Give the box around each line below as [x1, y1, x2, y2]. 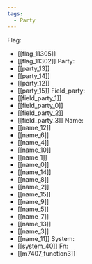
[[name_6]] [17, 130, 49, 139]
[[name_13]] [17, 219, 51, 228]
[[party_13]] [17, 64, 50, 72]
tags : [7, 10, 23, 17]
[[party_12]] [17, 79, 50, 87]
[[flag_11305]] [17, 49, 56, 58]
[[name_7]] [17, 212, 49, 220]
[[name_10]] [17, 146, 52, 154]
